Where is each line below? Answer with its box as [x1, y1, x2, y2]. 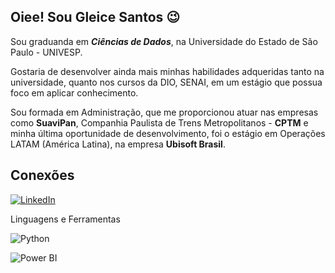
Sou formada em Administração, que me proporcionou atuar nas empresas [10, 106, 319, 118]
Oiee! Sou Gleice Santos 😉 [10, 9, 181, 26]
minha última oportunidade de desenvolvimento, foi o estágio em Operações [10, 127, 326, 139]
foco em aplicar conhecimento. [10, 86, 139, 99]
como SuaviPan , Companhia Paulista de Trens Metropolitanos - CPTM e [10, 116, 309, 129]
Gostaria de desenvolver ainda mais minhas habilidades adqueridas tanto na [10, 65, 325, 77]
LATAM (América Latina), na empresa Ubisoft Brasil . [10, 138, 226, 150]
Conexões [10, 167, 75, 184]
